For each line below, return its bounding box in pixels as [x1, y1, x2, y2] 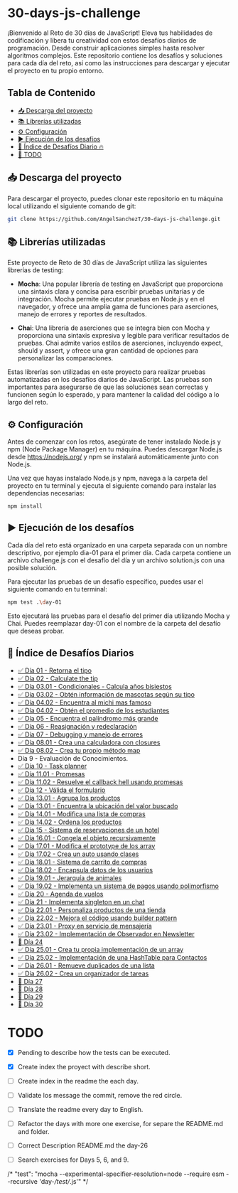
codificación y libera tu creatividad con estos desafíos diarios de [7, 36, 197, 44]
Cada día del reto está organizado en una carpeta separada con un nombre [7, 540, 228, 549]
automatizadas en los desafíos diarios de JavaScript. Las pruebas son [7, 375, 212, 384]
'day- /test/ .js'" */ [38, 1177, 89, 1185]
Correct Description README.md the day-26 [17, 1141, 148, 1150]
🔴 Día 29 [17, 992, 43, 1000]
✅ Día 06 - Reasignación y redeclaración [17, 722, 137, 730]
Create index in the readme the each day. [17, 1076, 139, 1085]
